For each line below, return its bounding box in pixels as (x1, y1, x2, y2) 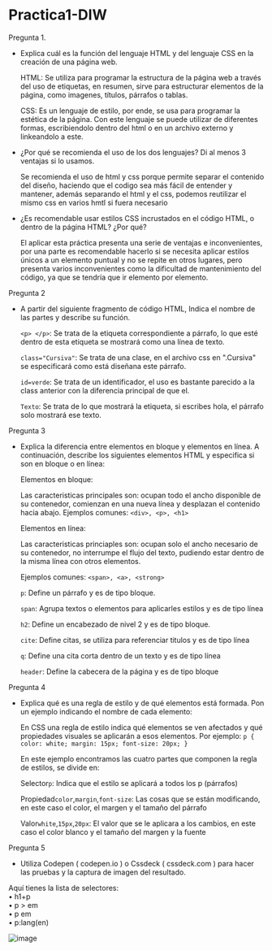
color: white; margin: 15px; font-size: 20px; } (19, 740, 188, 748)
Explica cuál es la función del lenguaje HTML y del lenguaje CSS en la (19, 48, 254, 58)
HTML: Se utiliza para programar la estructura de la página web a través (19, 72, 261, 82)
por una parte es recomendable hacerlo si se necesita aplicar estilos (19, 246, 249, 256)
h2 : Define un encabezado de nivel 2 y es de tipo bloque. (19, 619, 211, 629)
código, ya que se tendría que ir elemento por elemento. (19, 272, 209, 282)
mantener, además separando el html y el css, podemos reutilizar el (19, 189, 247, 198)
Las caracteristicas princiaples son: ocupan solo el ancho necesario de (19, 539, 258, 549)
